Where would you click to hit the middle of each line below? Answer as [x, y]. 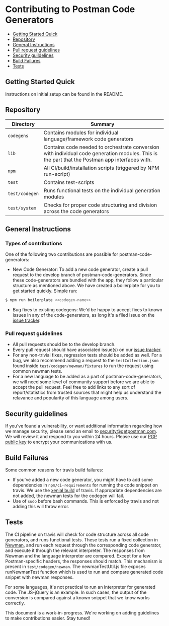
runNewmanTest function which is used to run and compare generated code [84, 572]
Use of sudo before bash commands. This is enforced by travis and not [86, 501]
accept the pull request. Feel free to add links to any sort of [74, 387]
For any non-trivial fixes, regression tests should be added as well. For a [87, 355]
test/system [22, 208]
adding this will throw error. [41, 507]
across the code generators [76, 211]
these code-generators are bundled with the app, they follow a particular [88, 280]
